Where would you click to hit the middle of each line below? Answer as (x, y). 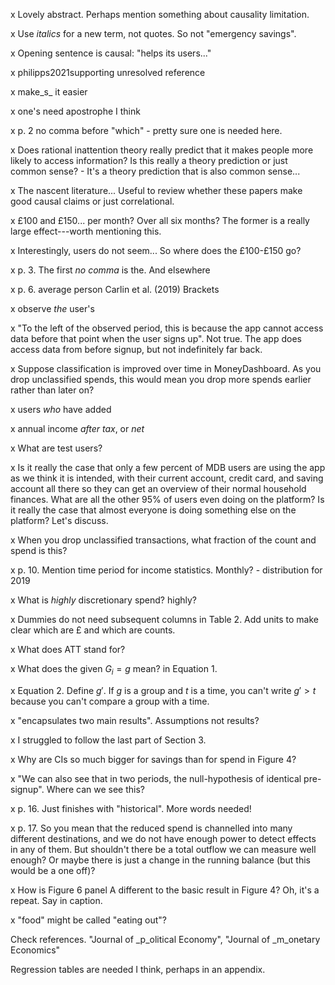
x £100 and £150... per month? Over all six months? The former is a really (160, 220)
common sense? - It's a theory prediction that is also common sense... (155, 171)
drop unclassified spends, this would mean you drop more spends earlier (161, 379)
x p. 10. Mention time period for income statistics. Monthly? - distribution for (166, 570)
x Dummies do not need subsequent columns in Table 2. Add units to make (165, 619)
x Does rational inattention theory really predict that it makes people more (162, 150)
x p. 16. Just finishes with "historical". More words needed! (131, 808)
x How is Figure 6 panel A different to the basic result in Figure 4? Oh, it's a (165, 890)
